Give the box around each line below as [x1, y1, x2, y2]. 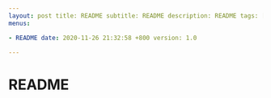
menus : [8, 19, 31, 27]
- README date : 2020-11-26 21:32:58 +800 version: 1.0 [8, 34, 197, 42]
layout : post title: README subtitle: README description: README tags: [8, 11, 259, 20]
